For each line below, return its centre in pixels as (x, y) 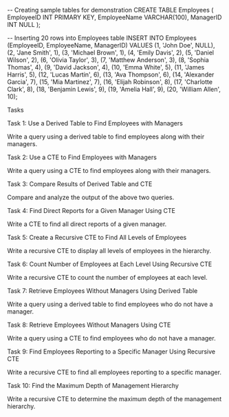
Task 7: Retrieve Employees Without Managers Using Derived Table (102, 291)
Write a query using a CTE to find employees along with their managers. (109, 171)
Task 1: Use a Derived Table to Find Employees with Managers (95, 123)
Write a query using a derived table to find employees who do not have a (110, 304)
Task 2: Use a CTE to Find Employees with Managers (82, 157)
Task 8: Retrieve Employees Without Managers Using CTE (89, 325)
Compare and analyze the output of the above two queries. (91, 197)
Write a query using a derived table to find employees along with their (106, 136)
